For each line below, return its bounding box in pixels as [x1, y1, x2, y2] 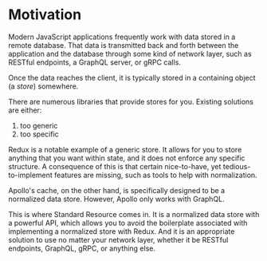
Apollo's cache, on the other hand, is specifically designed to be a [8, 185, 226, 195]
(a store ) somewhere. [8, 81, 79, 91]
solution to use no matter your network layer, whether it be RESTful [8, 235, 229, 244]
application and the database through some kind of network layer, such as [8, 49, 253, 58]
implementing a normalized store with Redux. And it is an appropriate [8, 226, 235, 236]
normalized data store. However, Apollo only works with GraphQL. [8, 194, 225, 204]
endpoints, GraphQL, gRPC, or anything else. [8, 243, 155, 253]
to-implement [8, 170, 53, 180]
